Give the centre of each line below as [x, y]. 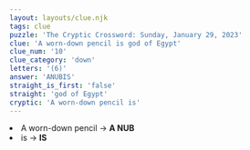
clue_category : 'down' [52, 60]
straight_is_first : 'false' [63, 85]
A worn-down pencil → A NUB [78, 128]
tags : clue [30, 26]
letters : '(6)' [38, 69]
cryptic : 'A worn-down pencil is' [75, 102]
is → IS [34, 138]
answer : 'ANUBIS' [42, 77]
